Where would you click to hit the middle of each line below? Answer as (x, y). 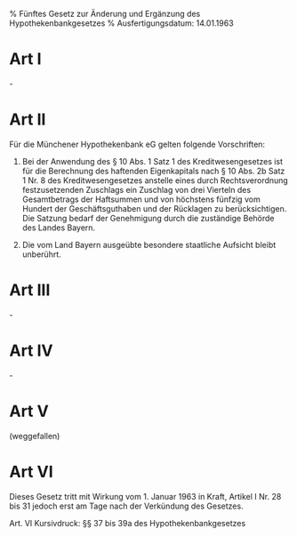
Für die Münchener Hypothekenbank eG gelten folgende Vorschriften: (137, 144)
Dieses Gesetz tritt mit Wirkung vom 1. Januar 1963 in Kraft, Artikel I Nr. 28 (145, 496)
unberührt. (42, 254)
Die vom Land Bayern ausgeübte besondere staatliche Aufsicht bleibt (149, 244)
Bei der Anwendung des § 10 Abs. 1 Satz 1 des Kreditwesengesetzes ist (152, 161)
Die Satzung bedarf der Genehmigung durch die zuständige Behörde (148, 218)
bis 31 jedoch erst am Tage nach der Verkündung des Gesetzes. (126, 506)
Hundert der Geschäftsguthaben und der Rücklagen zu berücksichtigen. (154, 208)
